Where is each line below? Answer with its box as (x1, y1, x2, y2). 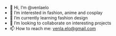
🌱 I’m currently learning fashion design (9, 15, 88, 20)
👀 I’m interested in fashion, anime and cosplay (9, 10, 103, 16)
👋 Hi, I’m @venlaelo (9, 5, 49, 10)
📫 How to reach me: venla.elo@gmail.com (9, 26, 96, 31)
